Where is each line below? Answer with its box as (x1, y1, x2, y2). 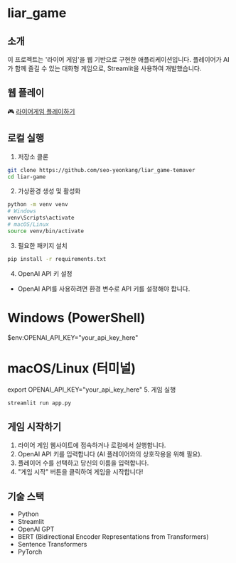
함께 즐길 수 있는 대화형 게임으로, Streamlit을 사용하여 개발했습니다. (14, 64, 202, 73)
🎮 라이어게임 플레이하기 (7, 107, 75, 115)
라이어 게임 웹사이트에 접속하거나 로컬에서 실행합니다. (17, 441, 166, 449)
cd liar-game (7, 173, 46, 181)
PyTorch (17, 547, 43, 556)
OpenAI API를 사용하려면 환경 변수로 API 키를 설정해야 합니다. (17, 284, 191, 293)
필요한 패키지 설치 (17, 241, 68, 250)
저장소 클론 (17, 152, 49, 161)
